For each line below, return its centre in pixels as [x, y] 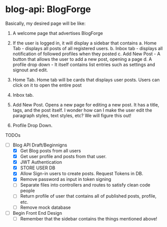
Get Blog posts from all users [51, 151]
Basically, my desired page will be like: [45, 23]
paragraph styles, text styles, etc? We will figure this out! [72, 116]
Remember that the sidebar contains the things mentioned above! [89, 218]
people [27, 191]
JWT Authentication [41, 162]
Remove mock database [45, 207]
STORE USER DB [38, 168]
